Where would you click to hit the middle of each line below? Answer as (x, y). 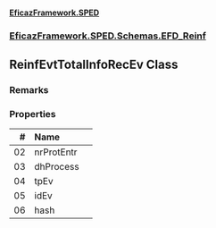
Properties (33, 114)
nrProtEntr (56, 152)
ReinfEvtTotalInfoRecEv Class (94, 64)
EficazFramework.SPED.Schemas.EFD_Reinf (108, 36)
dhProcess (57, 167)
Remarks (29, 89)
